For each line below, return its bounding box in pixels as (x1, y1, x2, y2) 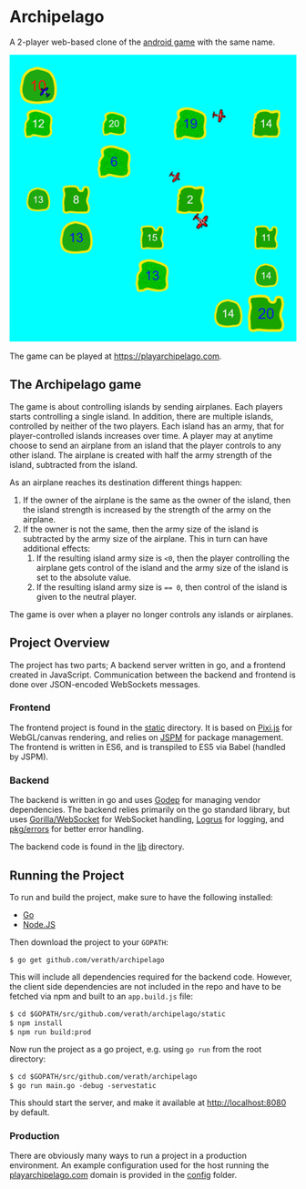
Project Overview (9, 635, 110, 651)
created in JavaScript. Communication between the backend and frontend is (9, 669, 296, 680)
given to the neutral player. (36, 591, 137, 602)
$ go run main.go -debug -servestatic (9, 1081, 157, 1090)
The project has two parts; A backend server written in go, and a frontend (9, 659, 286, 670)
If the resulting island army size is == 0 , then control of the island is (36, 581, 288, 593)
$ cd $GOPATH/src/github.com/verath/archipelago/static (9, 1009, 226, 1019)
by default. (9, 1106, 50, 1117)
